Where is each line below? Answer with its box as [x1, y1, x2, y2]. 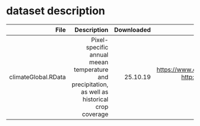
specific [86, 43, 109, 51]
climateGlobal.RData [9, 73, 66, 81]
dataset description [6, 4, 105, 18]
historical [82, 95, 109, 103]
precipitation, [71, 80, 109, 89]
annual [89, 51, 109, 59]
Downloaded [114, 26, 151, 34]
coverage [82, 110, 109, 118]
